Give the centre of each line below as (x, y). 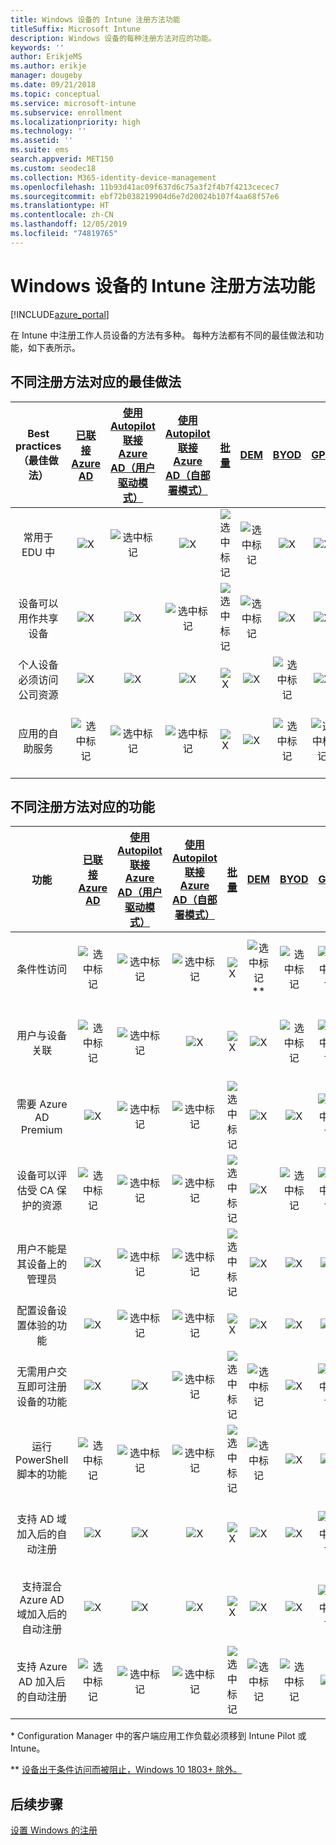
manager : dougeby (46, 76)
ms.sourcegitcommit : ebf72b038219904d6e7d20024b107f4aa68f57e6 (145, 196)
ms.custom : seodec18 (53, 168)
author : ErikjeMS (46, 57)
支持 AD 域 (41, 1519)
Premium (41, 1130)
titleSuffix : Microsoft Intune (75, 29)
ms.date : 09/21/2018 (53, 85)
